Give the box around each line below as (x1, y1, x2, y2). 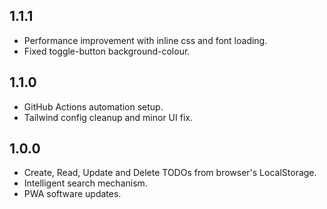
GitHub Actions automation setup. (23, 100, 164, 113)
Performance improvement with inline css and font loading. (23, 34, 268, 46)
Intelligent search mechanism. (23, 177, 148, 189)
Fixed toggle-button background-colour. (23, 45, 191, 57)
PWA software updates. (23, 188, 122, 200)
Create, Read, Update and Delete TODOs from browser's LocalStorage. (23, 167, 317, 179)
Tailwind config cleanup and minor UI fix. (23, 111, 193, 123)
